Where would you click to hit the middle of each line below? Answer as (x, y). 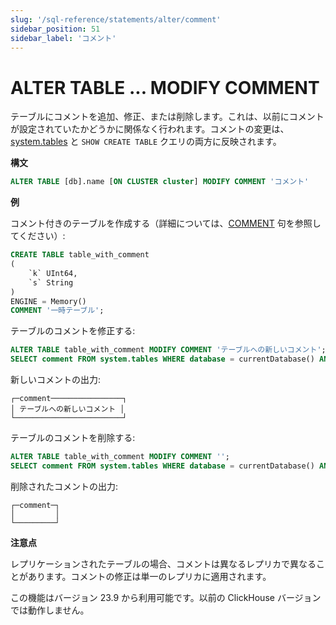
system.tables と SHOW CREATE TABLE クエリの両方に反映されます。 (146, 142)
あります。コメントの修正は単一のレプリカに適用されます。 (149, 576)
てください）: (38, 236)
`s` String (51, 282)
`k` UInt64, (53, 273)
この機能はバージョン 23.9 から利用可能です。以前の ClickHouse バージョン (166, 597)
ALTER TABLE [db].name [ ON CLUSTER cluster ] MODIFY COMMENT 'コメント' (160, 182)
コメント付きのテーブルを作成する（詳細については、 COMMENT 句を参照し (166, 223)
